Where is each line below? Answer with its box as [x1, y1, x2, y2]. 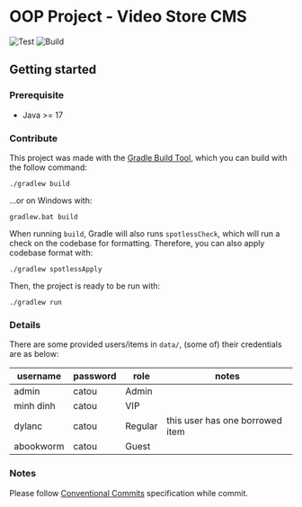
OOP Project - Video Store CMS [9, 6, 247, 27]
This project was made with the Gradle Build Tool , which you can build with [9, 152, 288, 163]
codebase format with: [9, 247, 93, 258]
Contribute [9, 132, 58, 145]
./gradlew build [9, 179, 70, 188]
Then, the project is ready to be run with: [9, 280, 161, 291]
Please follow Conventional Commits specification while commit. [9, 487, 249, 498]
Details [9, 318, 41, 331]
